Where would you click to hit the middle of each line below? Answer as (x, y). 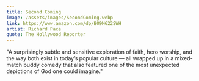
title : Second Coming (34, 12)
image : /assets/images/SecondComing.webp (60, 18)
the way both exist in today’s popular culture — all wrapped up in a (90, 58)
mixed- (184, 58)
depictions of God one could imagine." (55, 71)
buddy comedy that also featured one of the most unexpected (102, 65)
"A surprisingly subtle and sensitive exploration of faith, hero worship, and (99, 52)
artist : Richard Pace (34, 29)
